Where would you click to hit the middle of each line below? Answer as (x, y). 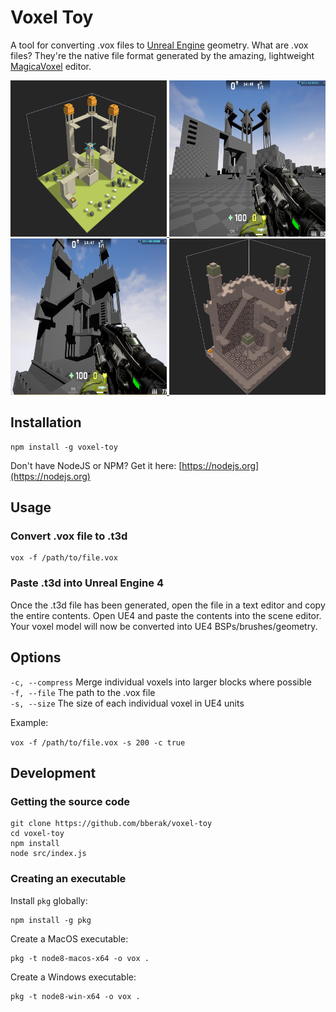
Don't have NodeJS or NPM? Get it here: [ (96, 465)
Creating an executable (68, 879)
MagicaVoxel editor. (51, 66)
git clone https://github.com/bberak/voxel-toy (111, 824)
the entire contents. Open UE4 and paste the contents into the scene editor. (166, 615)
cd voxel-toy (37, 834)
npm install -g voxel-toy (64, 447)
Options (36, 657)
